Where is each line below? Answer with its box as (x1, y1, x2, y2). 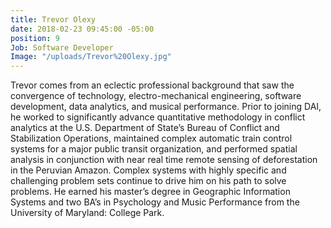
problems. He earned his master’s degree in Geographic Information (10, 186, 291, 198)
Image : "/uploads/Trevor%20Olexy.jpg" (10, 52, 172, 62)
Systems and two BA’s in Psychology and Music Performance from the (10, 196, 300, 208)
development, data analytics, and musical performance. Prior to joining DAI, (10, 101, 322, 113)
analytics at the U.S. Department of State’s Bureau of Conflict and (10, 122, 280, 134)
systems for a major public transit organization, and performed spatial (10, 143, 298, 155)
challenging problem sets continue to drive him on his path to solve (10, 175, 287, 187)
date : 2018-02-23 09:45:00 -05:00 (10, 24, 155, 34)
